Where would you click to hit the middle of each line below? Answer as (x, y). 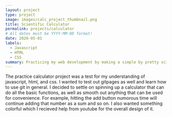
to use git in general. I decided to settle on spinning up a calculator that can (85, 87)
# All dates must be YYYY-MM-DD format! (49, 34)
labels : (14, 43)
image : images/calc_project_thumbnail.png (51, 19)
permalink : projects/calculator (40, 29)
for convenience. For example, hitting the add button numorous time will (81, 98)
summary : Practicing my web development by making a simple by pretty (82, 62)
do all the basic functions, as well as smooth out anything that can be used (84, 93)
